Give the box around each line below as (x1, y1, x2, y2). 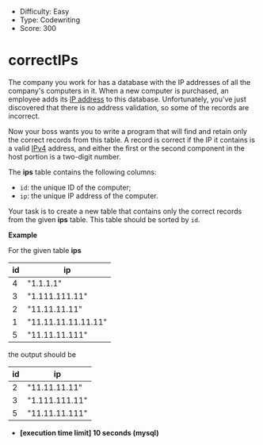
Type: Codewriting (19, 15, 81, 25)
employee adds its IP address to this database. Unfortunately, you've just (8, 94, 247, 104)
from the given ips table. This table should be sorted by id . (8, 214, 200, 224)
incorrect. (8, 111, 40, 121)
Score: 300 (19, 24, 57, 33)
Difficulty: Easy (19, 7, 70, 16)
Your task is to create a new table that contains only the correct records (8, 206, 242, 216)
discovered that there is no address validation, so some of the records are (8, 102, 250, 112)
